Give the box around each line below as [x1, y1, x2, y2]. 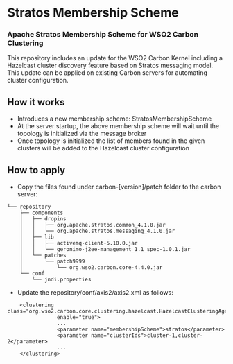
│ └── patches [19, 252, 67, 259]
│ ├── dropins [19, 216, 67, 223]
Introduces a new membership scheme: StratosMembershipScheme [17, 114, 212, 123]
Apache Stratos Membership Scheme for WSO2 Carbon [7, 30, 199, 40]
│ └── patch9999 [19, 258, 85, 265]
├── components [19, 209, 64, 216]
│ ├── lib [19, 234, 54, 241]
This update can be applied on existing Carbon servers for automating [7, 69, 208, 77]
